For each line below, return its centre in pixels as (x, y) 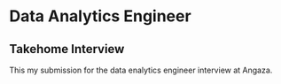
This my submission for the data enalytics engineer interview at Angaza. (141, 70)
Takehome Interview (67, 49)
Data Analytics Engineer (101, 16)
